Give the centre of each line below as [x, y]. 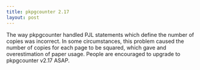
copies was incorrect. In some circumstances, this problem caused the [95, 41]
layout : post [23, 17]
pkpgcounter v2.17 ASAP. [38, 60]
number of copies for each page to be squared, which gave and [86, 47]
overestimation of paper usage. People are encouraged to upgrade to [94, 54]
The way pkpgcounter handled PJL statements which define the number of [100, 34]
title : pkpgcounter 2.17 [38, 12]
